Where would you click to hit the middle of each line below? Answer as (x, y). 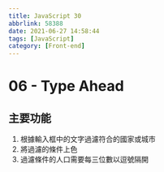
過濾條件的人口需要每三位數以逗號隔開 (84, 160)
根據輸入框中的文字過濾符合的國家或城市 (88, 140)
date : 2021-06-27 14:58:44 (54, 31)
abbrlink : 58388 (36, 24)
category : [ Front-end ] (47, 46)
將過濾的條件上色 (49, 149)
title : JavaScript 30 (45, 16)
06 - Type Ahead (66, 86)
